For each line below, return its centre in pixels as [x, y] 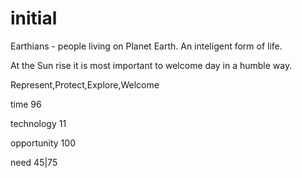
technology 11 [38, 123]
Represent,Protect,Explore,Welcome [85, 84]
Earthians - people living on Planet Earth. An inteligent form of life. [146, 46]
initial [34, 18]
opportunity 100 [43, 143]
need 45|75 [34, 162]
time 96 [26, 104]
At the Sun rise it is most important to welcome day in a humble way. [151, 65]
